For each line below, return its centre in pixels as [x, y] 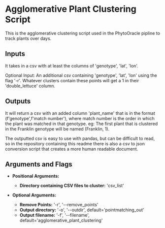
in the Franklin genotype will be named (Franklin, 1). [57, 129]
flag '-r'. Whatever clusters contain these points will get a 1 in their [72, 80]
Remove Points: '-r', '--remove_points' [59, 205]
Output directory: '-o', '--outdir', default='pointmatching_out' [82, 210]
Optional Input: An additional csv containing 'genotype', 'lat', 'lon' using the [81, 75]
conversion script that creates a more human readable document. [72, 149]
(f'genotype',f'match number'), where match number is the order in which [80, 118]
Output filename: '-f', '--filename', [54, 215]
